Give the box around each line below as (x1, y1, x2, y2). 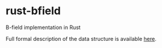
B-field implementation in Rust (5, 24, 81, 31)
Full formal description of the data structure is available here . (5, 35, 157, 42)
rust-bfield (5, 4, 61, 18)
